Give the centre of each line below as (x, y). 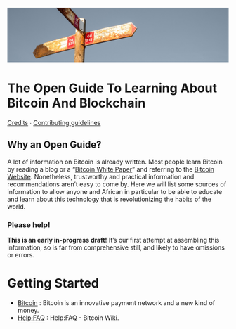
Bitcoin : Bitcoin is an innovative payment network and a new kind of (116, 303)
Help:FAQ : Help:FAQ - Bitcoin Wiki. (68, 318)
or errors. (21, 255)
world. (17, 206)
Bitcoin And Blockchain (77, 103)
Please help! (29, 224)
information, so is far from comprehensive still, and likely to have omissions (116, 247)
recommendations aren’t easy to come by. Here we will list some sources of (117, 184)
